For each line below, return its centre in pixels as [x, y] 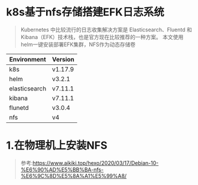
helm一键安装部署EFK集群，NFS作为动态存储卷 [78, 44]
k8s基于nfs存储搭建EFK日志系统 [85, 12]
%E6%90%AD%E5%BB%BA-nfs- [62, 170]
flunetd [19, 108]
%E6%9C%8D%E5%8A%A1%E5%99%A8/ [74, 176]
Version [64, 59]
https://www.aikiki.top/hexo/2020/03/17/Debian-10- [95, 163]
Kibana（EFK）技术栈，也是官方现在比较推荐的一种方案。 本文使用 [102, 37]
